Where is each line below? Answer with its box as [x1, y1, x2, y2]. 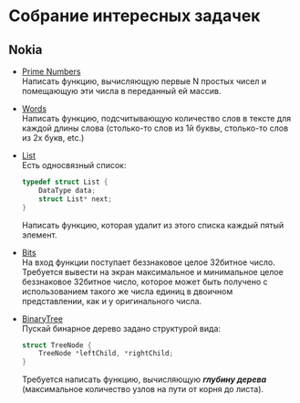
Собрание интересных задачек [8, 5, 261, 27]
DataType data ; [38, 186, 97, 195]
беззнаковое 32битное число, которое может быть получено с [21, 276, 268, 287]
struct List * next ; [38, 194, 113, 204]
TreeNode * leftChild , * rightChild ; [38, 349, 174, 358]
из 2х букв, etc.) [21, 133, 85, 143]
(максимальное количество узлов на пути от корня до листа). [21, 384, 264, 395]
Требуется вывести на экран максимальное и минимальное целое [21, 266, 284, 277]
